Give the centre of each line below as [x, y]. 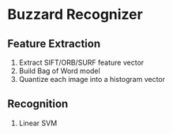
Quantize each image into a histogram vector [92, 79]
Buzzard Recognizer [75, 15]
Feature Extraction [54, 44]
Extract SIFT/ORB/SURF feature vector [81, 62]
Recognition [38, 104]
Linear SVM [38, 123]
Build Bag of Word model [59, 71]
